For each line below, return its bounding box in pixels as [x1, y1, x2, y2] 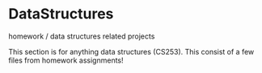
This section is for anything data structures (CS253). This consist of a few [8, 47, 255, 56]
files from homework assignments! [8, 55, 124, 65]
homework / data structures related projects [8, 31, 155, 41]
